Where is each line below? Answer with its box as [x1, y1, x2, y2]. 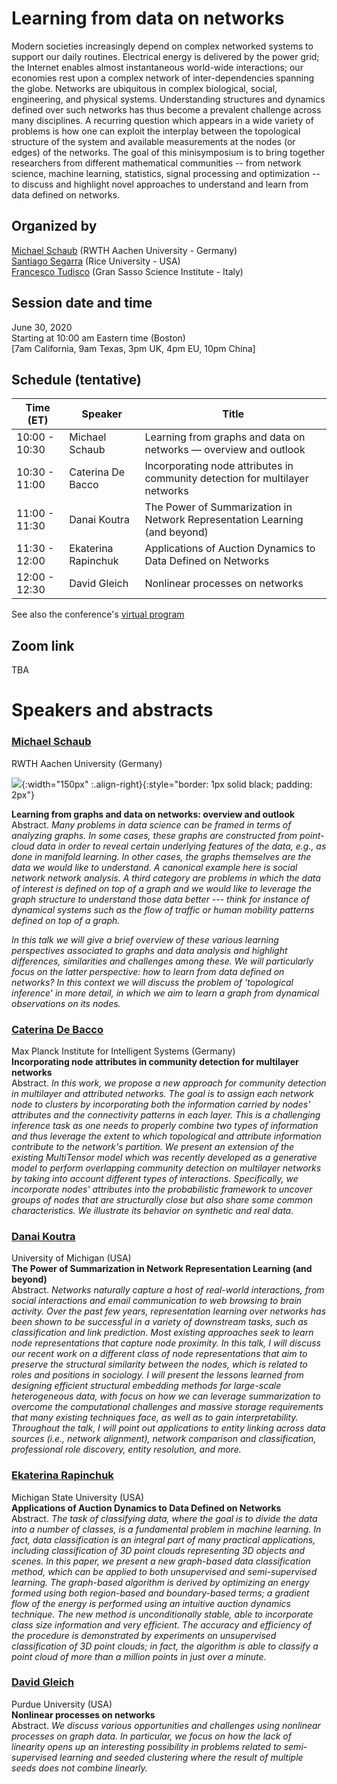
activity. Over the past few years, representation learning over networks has [11, 1305, 327, 1317]
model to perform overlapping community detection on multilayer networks [11, 1162, 322, 1174]
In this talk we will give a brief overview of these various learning [11, 933, 279, 946]
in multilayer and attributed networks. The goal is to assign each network [11, 1087, 314, 1099]
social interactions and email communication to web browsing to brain [11, 1295, 303, 1307]
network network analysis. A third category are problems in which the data [11, 872, 321, 884]
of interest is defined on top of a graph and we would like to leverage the [11, 882, 313, 894]
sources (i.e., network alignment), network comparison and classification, [11, 1433, 317, 1445]
